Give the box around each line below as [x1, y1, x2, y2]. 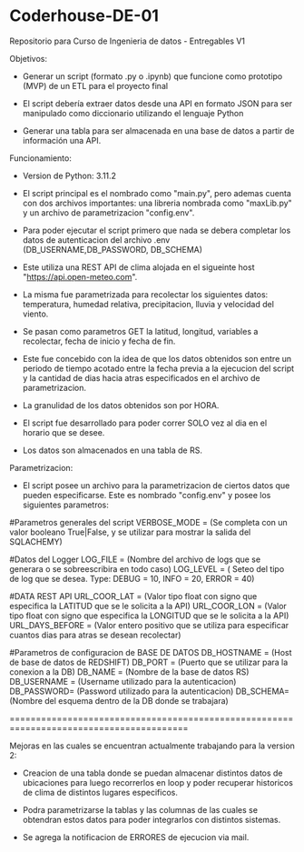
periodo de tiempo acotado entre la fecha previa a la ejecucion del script [22, 363, 295, 374]
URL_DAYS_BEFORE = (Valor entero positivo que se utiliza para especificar [9, 619, 289, 630]
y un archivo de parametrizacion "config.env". [22, 206, 195, 218]
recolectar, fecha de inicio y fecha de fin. [22, 336, 176, 346]
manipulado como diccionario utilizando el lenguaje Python [22, 107, 244, 118]
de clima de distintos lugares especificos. [22, 787, 179, 797]
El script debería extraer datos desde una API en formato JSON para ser [22, 97, 293, 109]
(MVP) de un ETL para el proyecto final [22, 80, 169, 91]
